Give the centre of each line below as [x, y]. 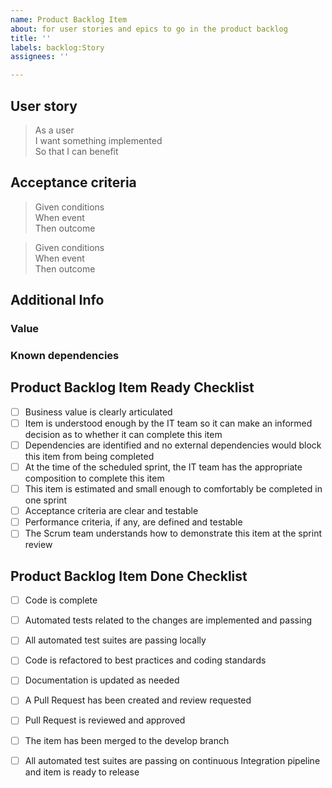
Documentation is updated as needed [102, 680]
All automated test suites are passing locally [115, 640]
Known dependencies [65, 355]
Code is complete [61, 600]
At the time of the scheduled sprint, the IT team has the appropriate [163, 467]
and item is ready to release [82, 772]
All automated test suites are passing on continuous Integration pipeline [172, 760]
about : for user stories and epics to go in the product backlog [149, 29]
